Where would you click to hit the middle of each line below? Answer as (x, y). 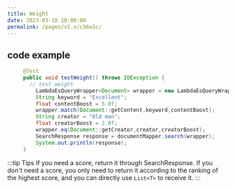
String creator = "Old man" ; (78, 117)
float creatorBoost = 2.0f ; (77, 123)
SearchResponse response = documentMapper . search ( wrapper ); (125, 136)
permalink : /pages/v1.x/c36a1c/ (54, 27)
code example (39, 55)
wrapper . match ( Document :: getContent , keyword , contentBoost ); (125, 110)
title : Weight (28, 14)
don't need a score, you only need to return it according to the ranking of (113, 170)
